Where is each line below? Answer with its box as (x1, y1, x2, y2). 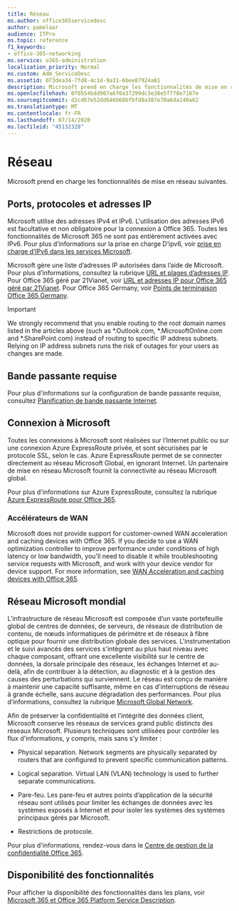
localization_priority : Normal (7, 63, 100, 71)
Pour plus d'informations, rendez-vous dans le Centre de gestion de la (7, 840, 213, 849)
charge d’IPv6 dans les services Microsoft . (7, 247, 133, 256)
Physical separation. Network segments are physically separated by (17, 748, 217, 756)
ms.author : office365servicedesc (7, 17, 107, 24)
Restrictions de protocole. (17, 827, 94, 835)
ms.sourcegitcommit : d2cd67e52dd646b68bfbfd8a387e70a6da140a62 (7, 97, 199, 104)
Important (7, 305, 36, 314)
